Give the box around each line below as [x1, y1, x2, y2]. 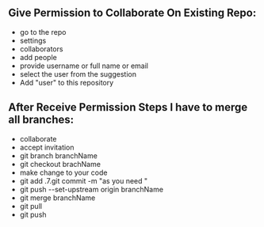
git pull [19, 201, 42, 210]
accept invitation [19, 142, 75, 152]
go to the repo [19, 27, 67, 36]
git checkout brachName [19, 159, 101, 168]
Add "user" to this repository [19, 78, 114, 87]
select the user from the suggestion [19, 69, 137, 78]
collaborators [19, 44, 63, 54]
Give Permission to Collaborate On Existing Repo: [8, 6, 257, 20]
